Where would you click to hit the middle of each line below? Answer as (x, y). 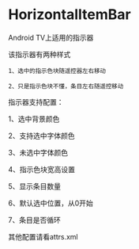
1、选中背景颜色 (34, 119)
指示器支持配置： (36, 102)
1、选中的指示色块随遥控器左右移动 (57, 71)
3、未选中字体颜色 (38, 152)
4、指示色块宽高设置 (42, 169)
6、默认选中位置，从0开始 (51, 203)
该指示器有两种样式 (39, 54)
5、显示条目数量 (35, 186)
